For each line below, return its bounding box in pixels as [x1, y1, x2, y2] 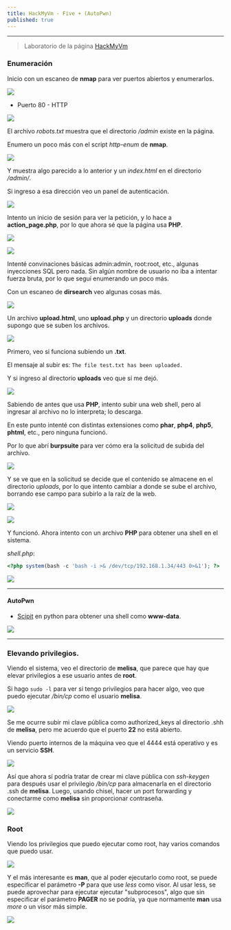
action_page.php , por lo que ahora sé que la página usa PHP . [7, 221, 183, 229]
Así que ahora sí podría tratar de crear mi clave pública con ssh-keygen [7, 773, 210, 781]
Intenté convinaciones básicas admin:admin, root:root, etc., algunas [7, 259, 199, 268]
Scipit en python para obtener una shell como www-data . [16, 612, 181, 620]
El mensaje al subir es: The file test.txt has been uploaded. [7, 360, 184, 368]
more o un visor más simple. [7, 903, 87, 911]
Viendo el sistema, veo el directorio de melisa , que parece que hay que [7, 664, 210, 672]
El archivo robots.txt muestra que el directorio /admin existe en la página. [7, 126, 215, 135]
